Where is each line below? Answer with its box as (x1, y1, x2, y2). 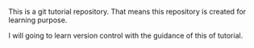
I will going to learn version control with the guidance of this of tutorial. (8, 31, 244, 40)
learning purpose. (8, 15, 68, 25)
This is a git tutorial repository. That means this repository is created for (8, 7, 247, 16)
